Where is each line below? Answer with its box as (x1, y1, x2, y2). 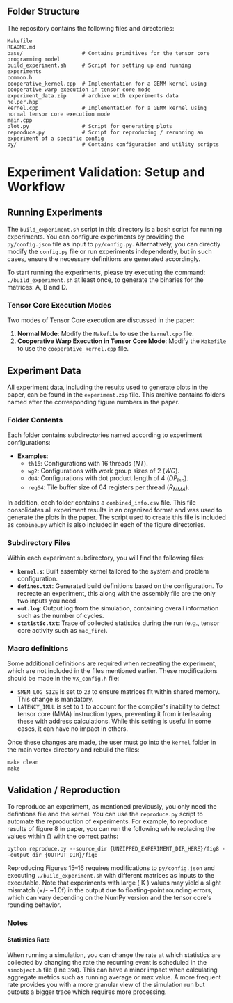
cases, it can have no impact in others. (17, 725, 129, 733)
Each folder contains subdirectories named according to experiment (7, 431, 202, 439)
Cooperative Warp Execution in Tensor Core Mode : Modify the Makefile (17, 337, 227, 345)
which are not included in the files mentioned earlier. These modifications (7, 667, 218, 675)
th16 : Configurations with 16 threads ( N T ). (27, 459, 148, 468)
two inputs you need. (17, 597, 78, 605)
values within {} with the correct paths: (7, 832, 119, 841)
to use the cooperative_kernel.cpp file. (17, 345, 129, 353)
